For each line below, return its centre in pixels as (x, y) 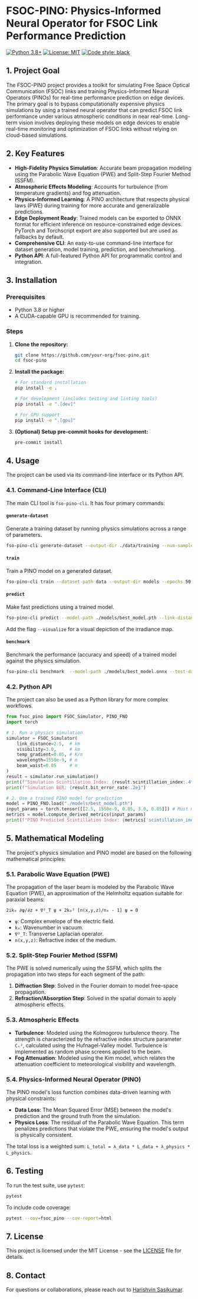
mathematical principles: (36, 859)
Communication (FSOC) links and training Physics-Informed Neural (88, 91)
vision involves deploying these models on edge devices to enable (99, 123)
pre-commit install (39, 442)
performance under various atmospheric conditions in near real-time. (90, 116)
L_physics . (19, 1152)
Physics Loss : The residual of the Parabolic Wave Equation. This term (99, 1122)
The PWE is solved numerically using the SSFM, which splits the (84, 968)
